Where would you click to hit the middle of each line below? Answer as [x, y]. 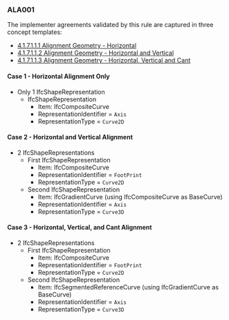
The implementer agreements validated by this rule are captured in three [110, 25]
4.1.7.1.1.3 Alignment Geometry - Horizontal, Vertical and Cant [104, 60]
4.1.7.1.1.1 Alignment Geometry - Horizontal [77, 46]
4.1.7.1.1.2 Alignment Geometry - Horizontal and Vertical [95, 53]
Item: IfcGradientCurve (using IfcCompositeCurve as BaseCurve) [130, 196]
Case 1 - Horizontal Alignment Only [59, 76]
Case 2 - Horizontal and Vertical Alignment [70, 137]
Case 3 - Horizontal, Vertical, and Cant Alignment [80, 228]
